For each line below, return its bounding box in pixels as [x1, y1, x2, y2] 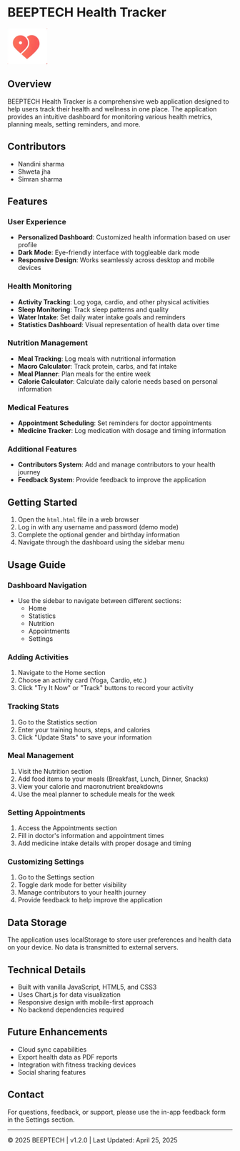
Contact [7, 1089, 44, 1101]
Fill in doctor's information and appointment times [17, 832, 164, 840]
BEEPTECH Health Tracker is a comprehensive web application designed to [7, 97, 230, 106]
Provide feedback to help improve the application [17, 896, 163, 905]
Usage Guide [7, 559, 66, 571]
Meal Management [7, 751, 74, 761]
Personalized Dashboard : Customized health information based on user [17, 233, 231, 241]
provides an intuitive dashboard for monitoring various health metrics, [7, 112, 213, 121]
